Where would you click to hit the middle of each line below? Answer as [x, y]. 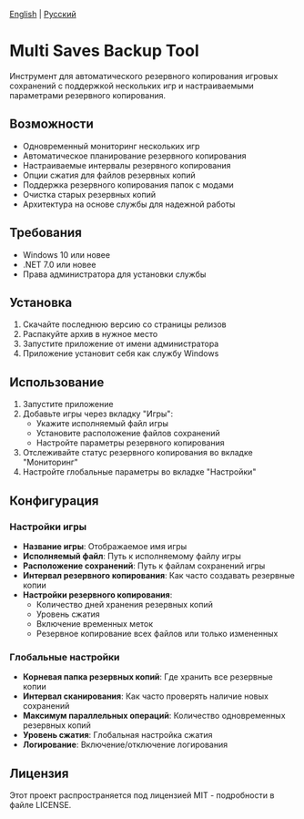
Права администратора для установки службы [114, 274]
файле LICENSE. [41, 804]
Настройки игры [48, 527]
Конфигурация [54, 501]
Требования [46, 233]
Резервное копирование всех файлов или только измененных [157, 633]
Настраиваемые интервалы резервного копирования [127, 165]
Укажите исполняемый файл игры [102, 424]
